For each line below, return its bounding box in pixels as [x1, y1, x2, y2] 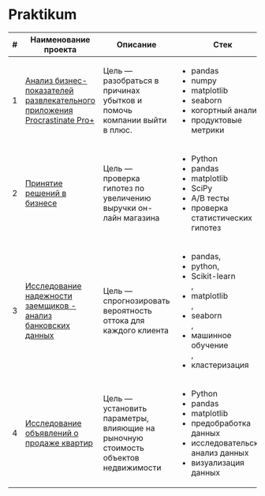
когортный [191, 104, 233, 115]
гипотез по [103, 182, 144, 194]
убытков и [103, 95, 143, 106]
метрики [191, 124, 225, 135]
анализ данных [191, 447, 249, 458]
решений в [24, 187, 67, 198]
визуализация [191, 457, 244, 468]
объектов [103, 452, 140, 463]
